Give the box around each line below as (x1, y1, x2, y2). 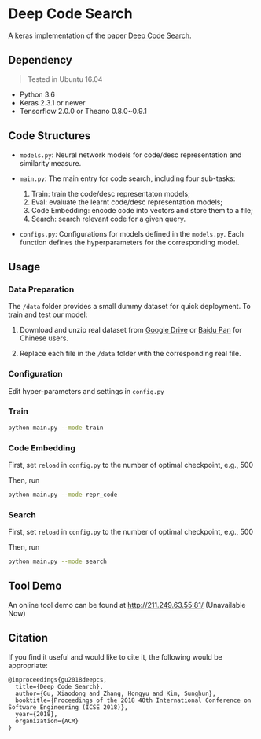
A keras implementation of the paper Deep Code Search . (8, 31, 192, 40)
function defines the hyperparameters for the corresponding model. (19, 237, 240, 247)
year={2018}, (15, 710, 58, 718)
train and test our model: (8, 310, 88, 319)
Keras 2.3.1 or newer (19, 97, 86, 107)
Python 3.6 (19, 90, 55, 99)
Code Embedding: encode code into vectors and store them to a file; (31, 205, 254, 215)
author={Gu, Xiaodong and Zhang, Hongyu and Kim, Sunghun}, (15, 689, 216, 697)
